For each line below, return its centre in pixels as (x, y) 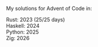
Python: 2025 (23, 32)
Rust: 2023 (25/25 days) (36, 19)
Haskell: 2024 (23, 26)
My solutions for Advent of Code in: (49, 8)
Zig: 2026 (18, 38)
